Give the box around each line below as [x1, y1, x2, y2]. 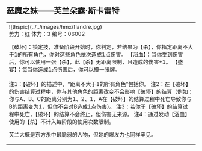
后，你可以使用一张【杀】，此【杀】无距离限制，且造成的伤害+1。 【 [8, 58, 178, 65]
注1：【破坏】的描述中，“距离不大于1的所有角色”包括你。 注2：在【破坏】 [8, 80, 191, 87]
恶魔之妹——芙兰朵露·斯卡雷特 [6, 5, 120, 16]
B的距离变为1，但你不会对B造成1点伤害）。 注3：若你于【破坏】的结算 [8, 103, 183, 110]
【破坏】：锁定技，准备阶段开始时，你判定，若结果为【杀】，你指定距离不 [8, 43, 188, 50]
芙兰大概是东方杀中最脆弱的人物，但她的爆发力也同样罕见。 [8, 131, 156, 138]
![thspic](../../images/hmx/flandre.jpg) [8, 23, 102, 30]
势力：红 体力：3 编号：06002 [8, 30, 85, 37]
